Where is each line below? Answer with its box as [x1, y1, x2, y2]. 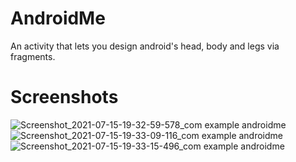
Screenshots [10, 86, 119, 109]
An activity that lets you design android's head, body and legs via [10, 40, 280, 52]
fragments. [10, 50, 56, 62]
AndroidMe [10, 7, 106, 30]
